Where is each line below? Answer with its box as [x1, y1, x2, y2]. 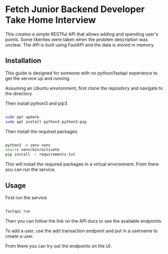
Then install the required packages [5, 128, 78, 135]
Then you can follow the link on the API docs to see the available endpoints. [5, 218, 163, 224]
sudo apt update [5, 114, 39, 119]
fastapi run [5, 208, 30, 214]
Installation [5, 57, 41, 65]
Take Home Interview [5, 14, 96, 26]
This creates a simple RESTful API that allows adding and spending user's [5, 31, 159, 37]
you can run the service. [5, 166, 56, 173]
